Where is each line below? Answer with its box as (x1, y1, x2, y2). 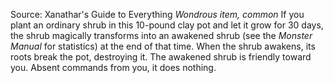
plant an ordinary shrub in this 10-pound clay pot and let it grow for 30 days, (10, 19, 324, 31)
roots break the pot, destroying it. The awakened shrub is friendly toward (10, 51, 312, 63)
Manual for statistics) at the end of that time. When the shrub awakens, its (10, 40, 316, 52)
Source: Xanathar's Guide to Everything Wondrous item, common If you (10, 9, 305, 20)
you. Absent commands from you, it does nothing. (10, 62, 217, 73)
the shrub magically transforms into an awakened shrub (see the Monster (10, 30, 313, 41)
